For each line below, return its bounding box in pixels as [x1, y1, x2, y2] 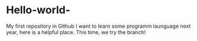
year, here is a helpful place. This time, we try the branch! [6, 28, 146, 35]
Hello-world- [6, 3, 71, 17]
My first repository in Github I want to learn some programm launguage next [6, 23, 191, 29]
